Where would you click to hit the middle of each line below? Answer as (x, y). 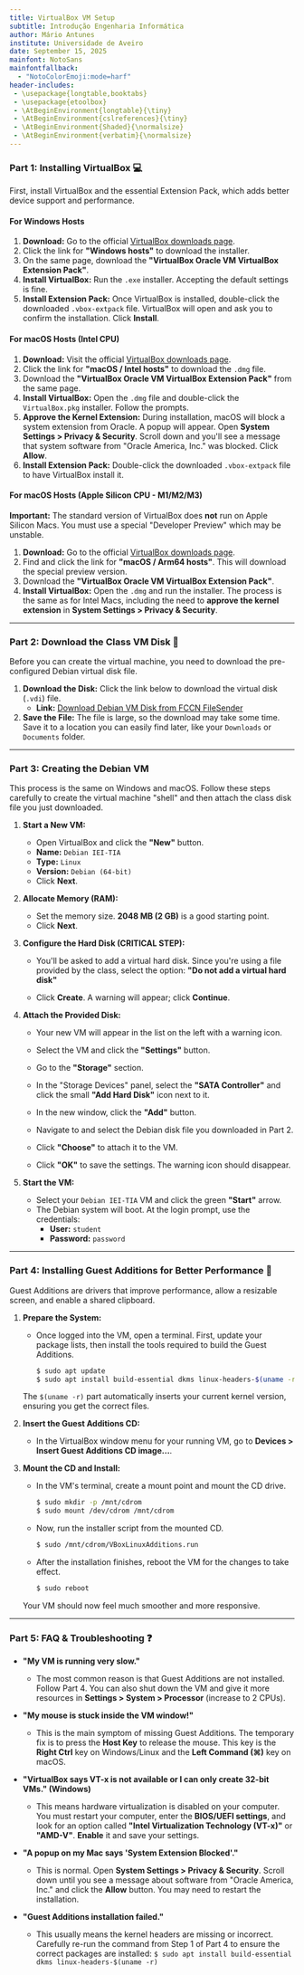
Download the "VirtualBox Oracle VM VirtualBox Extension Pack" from (157, 378)
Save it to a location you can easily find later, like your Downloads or (147, 727)
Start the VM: (48, 1183)
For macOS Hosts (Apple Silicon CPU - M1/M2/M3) (106, 495)
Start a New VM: (54, 825)
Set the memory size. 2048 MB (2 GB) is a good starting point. (152, 916)
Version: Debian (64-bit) (84, 872)
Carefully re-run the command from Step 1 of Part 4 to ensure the (158, 1944)
